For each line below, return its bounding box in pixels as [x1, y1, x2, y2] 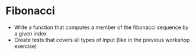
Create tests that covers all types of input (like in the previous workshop [14, 36, 190, 43]
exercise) [14, 43, 37, 50]
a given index [14, 30, 47, 37]
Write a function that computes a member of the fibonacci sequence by [14, 24, 189, 31]
